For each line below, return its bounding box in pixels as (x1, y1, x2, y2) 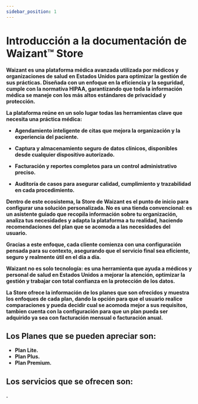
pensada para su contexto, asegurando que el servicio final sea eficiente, (6, 247, 190, 254)
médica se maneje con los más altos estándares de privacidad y (6, 91, 167, 98)
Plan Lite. (14, 347, 38, 354)
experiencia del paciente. (14, 133, 79, 140)
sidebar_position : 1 (6, 8, 57, 15)
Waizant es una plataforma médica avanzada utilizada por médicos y (6, 66, 179, 73)
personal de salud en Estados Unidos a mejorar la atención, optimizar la (6, 271, 186, 278)
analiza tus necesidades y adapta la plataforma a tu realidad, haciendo (6, 216, 183, 224)
